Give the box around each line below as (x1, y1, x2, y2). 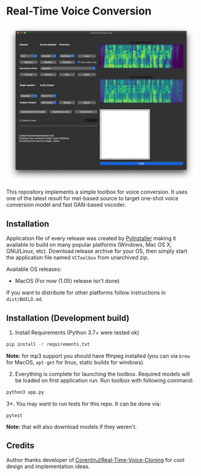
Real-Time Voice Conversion (6, 4, 152, 18)
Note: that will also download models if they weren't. (6, 423, 137, 430)
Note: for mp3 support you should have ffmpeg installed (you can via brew (6, 352, 190, 360)
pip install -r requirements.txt (6, 341, 90, 347)
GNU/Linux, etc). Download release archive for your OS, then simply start (6, 247, 188, 255)
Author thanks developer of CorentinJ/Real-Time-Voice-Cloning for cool (6, 457, 185, 464)
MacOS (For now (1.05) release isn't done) (14, 278, 120, 285)
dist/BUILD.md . (6, 296, 43, 303)
